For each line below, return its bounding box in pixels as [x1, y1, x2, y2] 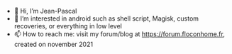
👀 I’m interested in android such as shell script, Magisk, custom [13, 14, 199, 23]
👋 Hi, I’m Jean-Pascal [13, 7, 77, 15]
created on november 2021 [13, 40, 94, 48]
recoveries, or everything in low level [13, 22, 123, 30]
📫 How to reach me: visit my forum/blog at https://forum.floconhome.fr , [13, 30, 225, 38]
